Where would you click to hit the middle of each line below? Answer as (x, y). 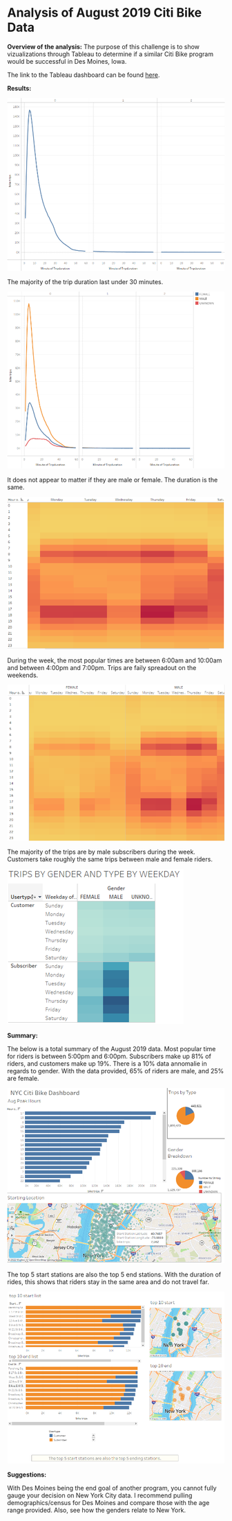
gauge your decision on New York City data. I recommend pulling (100, 1495)
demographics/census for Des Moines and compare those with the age (108, 1502)
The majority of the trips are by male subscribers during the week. (101, 852)
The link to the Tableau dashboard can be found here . (84, 75)
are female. (23, 1078)
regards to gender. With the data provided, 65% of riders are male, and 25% (116, 1071)
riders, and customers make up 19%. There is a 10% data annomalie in (107, 1064)
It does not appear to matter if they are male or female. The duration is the (113, 480)
